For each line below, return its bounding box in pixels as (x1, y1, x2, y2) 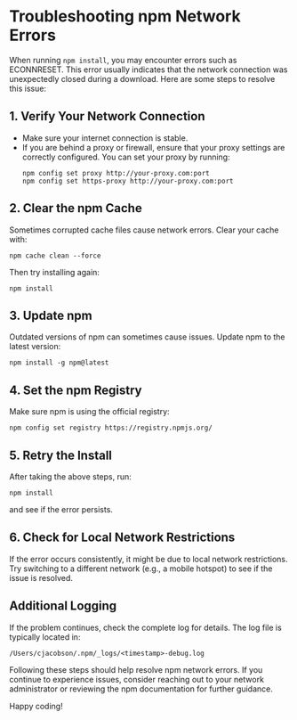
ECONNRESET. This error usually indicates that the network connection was (9, 64, 288, 75)
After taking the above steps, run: (9, 471, 132, 482)
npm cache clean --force (9, 251, 101, 260)
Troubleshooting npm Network (9, 6, 242, 27)
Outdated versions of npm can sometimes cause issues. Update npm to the (9, 331, 286, 342)
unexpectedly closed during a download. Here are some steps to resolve (9, 73, 276, 84)
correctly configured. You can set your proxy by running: (21, 151, 230, 162)
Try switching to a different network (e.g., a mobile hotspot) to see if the (9, 563, 273, 574)
